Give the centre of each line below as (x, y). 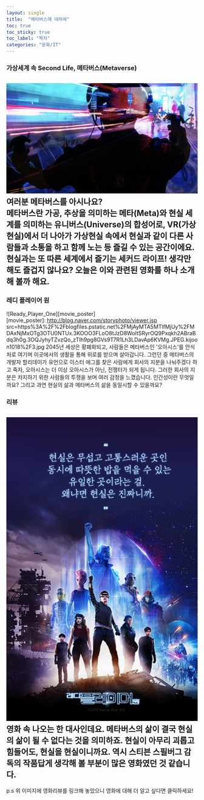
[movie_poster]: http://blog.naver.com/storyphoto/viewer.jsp (82, 320)
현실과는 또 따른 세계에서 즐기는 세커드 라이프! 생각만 (99, 258)
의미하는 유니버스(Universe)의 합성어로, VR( (102, 224)
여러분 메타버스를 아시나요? (55, 201)
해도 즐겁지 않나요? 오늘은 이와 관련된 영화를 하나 (92, 270)
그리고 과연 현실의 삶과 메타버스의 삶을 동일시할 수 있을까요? (91, 385)
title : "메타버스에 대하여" (38, 19)
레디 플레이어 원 (28, 300)
